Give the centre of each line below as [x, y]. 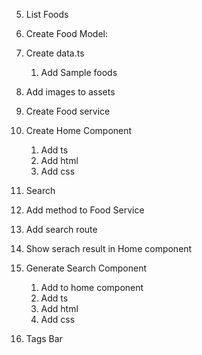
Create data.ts [55, 53]
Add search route [61, 229]
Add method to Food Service [85, 210]
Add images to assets [70, 92]
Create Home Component [79, 130]
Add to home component [92, 287]
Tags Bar [44, 338]
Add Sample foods [79, 72]
